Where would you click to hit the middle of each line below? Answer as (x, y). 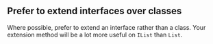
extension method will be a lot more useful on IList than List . (95, 35)
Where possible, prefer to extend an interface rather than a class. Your (106, 27)
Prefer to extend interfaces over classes (95, 11)
